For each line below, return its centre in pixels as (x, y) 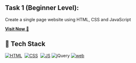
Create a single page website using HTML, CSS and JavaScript (68, 19)
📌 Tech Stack (25, 44)
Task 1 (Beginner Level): (42, 8)
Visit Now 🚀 (17, 29)
